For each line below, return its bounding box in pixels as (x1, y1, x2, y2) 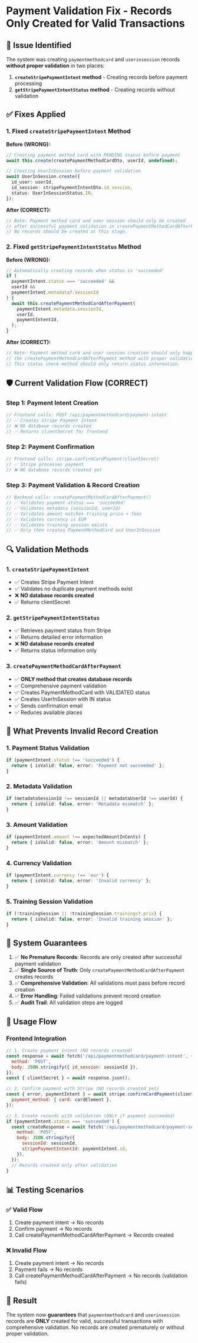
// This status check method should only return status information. (6, 361, 181, 367)
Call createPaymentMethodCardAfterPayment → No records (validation (14, 1272, 187, 1279)
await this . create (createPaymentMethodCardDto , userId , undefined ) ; (6, 158, 178, 164)
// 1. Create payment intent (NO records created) (6, 1048, 133, 1054)
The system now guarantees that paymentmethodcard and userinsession (6, 1311, 180, 1318)
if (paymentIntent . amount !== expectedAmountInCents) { (6, 834, 146, 840)
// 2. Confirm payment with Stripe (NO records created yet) (6, 1086, 160, 1092)
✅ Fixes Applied (6, 109, 66, 119)
